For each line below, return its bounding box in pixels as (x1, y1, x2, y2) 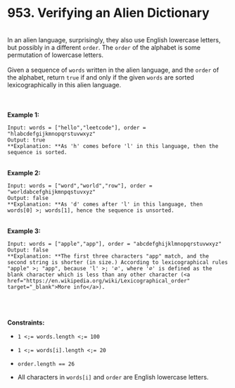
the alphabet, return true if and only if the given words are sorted (7, 73, 195, 82)
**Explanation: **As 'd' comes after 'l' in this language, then (7, 201, 203, 208)
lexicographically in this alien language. (7, 80, 122, 89)
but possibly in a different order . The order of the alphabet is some (7, 43, 201, 51)
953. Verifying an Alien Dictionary (7, 5, 210, 21)
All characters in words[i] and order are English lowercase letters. (17, 373, 209, 381)
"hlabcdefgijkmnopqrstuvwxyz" (7, 130, 96, 137)
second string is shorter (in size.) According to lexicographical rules (7, 258, 229, 265)
